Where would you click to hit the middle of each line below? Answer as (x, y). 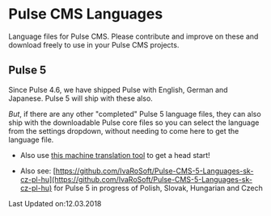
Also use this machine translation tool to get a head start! (115, 155)
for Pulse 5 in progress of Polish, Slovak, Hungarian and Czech (158, 188)
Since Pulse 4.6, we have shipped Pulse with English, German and (118, 89)
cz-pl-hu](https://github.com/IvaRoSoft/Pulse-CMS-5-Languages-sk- (136, 179)
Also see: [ (38, 171)
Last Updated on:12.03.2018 (55, 203)
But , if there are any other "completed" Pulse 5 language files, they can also (135, 114)
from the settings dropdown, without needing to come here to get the (124, 131)
